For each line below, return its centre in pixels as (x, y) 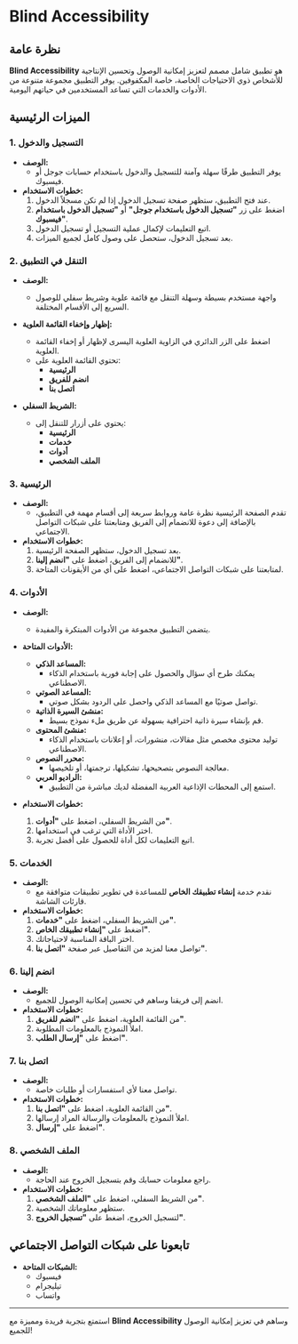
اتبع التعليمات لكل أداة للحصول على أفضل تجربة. (115, 840)
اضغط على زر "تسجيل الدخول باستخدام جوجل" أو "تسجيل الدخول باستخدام (160, 209)
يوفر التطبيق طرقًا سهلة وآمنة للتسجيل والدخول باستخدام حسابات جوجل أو (158, 172)
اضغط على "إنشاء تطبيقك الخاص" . (93, 929)
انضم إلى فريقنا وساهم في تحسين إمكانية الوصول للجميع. (129, 1000)
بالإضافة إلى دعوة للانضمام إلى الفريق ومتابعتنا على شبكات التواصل (145, 522)
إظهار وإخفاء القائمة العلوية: (67, 324)
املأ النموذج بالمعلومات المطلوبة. (89, 1028)
